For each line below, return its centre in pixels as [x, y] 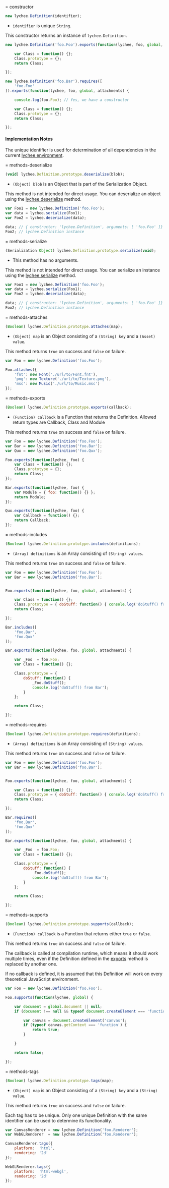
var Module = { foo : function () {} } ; [55, 492]
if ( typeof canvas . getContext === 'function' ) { [75, 1025]
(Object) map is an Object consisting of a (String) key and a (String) [85, 1090]
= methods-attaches [26, 317]
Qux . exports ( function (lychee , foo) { [45, 511]
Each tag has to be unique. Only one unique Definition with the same [76, 1115]
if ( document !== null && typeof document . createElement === [80, 1011]
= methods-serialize [26, 241]
